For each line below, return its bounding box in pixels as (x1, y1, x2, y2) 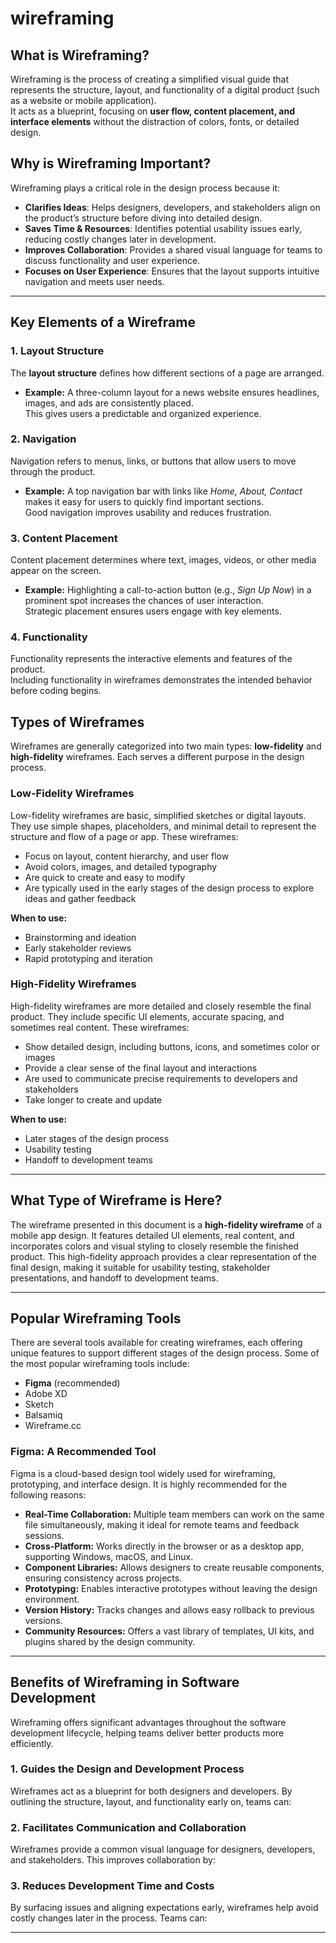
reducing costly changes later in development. (24, 233, 217, 245)
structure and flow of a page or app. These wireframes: (10, 830, 239, 842)
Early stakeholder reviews (24, 942, 132, 954)
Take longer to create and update (24, 1093, 163, 1106)
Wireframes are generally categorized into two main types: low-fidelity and (10, 740, 322, 752)
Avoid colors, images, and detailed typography (24, 860, 218, 872)
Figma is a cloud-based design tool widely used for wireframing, (10, 1467, 276, 1479)
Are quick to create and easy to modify (24, 871, 186, 883)
